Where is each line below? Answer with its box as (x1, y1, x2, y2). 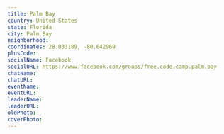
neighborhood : (7, 37, 50, 44)
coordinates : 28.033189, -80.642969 (7, 43, 116, 50)
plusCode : (7, 50, 37, 57)
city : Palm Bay (7, 30, 52, 38)
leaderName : (7, 96, 43, 104)
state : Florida (7, 23, 52, 30)
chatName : (7, 69, 37, 77)
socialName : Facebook (7, 57, 72, 64)
